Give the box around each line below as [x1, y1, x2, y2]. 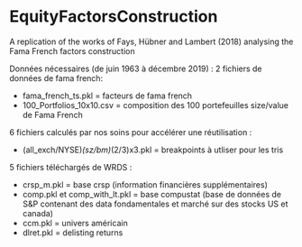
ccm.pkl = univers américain [22, 217, 128, 228]
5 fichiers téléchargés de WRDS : [9, 161, 133, 172]
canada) [22, 207, 54, 218]
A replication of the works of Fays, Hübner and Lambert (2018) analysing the [9, 36, 294, 47]
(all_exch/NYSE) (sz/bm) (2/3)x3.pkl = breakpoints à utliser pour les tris [22, 144, 284, 155]
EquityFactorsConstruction [9, 6, 218, 27]
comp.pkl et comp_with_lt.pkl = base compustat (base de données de [22, 188, 282, 199]
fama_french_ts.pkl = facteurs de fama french [22, 90, 192, 101]
